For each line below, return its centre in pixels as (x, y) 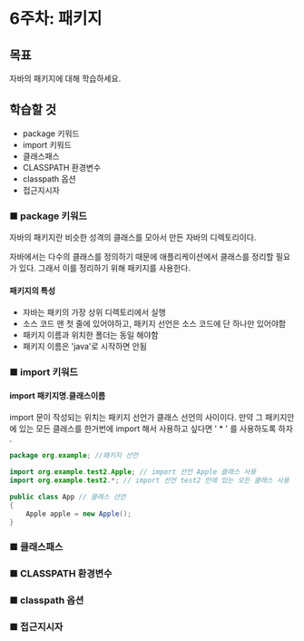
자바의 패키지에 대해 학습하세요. (65, 79)
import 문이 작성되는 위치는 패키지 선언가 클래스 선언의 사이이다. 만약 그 (136, 418)
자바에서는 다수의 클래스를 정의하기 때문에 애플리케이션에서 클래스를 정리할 (142, 257)
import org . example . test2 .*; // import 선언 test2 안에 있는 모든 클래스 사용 (150, 481)
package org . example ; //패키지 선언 (74, 456)
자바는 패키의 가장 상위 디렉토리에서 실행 (94, 312)
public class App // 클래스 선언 (68, 497)
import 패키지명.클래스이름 (58, 395)
